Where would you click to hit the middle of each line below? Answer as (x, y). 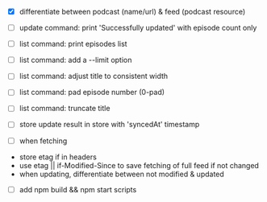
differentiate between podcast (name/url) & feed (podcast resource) (132, 12)
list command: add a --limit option (75, 60)
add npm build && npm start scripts (78, 189)
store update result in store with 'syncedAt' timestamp (109, 125)
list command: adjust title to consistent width (94, 76)
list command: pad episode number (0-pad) (92, 93)
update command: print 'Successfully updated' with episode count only (138, 28)
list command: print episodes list (73, 44)
